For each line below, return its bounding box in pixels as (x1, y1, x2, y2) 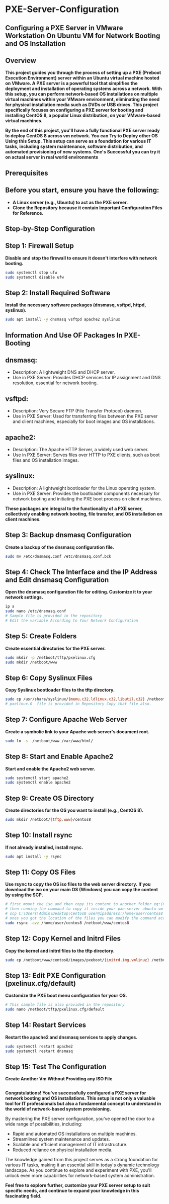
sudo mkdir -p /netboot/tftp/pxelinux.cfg (5, 655, 96, 660)
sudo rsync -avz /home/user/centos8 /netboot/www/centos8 (5, 920, 129, 925)
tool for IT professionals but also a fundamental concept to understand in (5, 1100, 161, 1107)
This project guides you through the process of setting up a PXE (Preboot (5, 69, 161, 76)
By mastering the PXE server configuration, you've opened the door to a (5, 1115, 155, 1122)
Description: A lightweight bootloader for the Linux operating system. (12, 485, 156, 491)
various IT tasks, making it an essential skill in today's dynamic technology (5, 1162, 159, 1168)
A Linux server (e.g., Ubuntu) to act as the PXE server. (12, 199, 128, 205)
